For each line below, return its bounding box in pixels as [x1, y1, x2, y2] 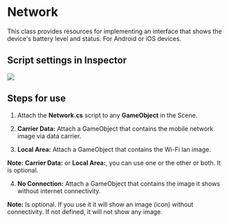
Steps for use [7, 93, 66, 105]
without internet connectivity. [17, 186, 101, 195]
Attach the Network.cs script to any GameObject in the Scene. [17, 111, 198, 119]
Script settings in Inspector [7, 55, 127, 66]
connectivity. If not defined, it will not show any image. [7, 207, 163, 215]
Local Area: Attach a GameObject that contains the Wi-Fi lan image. [17, 145, 211, 153]
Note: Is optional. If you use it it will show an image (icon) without [7, 200, 194, 208]
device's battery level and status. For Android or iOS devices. [7, 34, 182, 42]
